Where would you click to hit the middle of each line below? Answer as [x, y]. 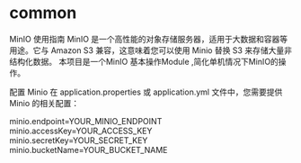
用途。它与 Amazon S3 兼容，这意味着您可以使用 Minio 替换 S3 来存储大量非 [150, 50]
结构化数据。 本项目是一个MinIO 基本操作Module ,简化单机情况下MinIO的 [144, 61]
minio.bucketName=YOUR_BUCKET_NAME [89, 149]
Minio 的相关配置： [44, 103]
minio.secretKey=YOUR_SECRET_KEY [79, 140]
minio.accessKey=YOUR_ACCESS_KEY [81, 131]
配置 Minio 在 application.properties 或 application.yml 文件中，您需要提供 [146, 92]
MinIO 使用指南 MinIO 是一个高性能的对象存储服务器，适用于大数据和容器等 [149, 39]
